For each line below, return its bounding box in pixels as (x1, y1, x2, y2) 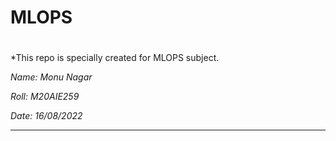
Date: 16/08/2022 (10, 110, 83, 122)
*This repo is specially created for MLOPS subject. (10, 52, 220, 64)
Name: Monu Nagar (10, 71, 93, 83)
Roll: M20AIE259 (10, 91, 80, 103)
